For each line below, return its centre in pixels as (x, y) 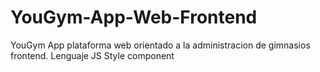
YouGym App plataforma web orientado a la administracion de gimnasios (160, 45)
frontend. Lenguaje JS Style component (92, 55)
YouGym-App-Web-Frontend (134, 17)
